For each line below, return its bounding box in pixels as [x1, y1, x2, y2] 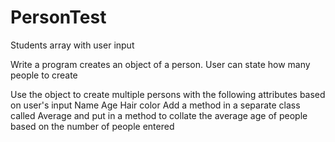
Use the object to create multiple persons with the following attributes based [10, 88, 326, 100]
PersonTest [10, 6, 107, 29]
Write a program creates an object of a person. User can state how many [10, 58, 311, 70]
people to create [10, 69, 78, 81]
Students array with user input [10, 39, 135, 51]
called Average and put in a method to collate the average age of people [10, 109, 308, 121]
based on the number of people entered [10, 120, 175, 132]
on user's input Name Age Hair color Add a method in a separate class [10, 99, 301, 111]
